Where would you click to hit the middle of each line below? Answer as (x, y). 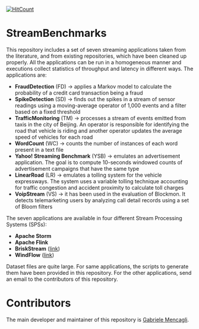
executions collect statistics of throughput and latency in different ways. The (100, 68)
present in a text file (39, 149)
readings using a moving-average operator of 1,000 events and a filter (100, 105)
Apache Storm (33, 236)
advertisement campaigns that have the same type (77, 168)
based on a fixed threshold (48, 112)
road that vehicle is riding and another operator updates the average (98, 130)
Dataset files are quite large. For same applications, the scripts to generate (97, 266)
